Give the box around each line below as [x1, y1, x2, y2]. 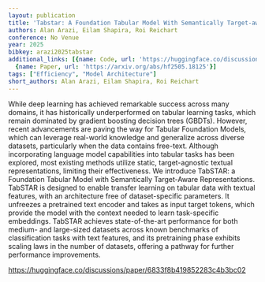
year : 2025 [8, 41, 44, 49]
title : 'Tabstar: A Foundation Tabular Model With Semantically [8, 19, 224, 27]
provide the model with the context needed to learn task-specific [8, 208, 219, 217]
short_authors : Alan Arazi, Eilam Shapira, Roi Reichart [8, 77, 200, 85]
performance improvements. [8, 250, 101, 259]
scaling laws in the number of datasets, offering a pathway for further [8, 241, 234, 250]
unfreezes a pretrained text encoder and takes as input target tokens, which [8, 199, 255, 209]
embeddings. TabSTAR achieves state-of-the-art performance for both [8, 216, 238, 225]
